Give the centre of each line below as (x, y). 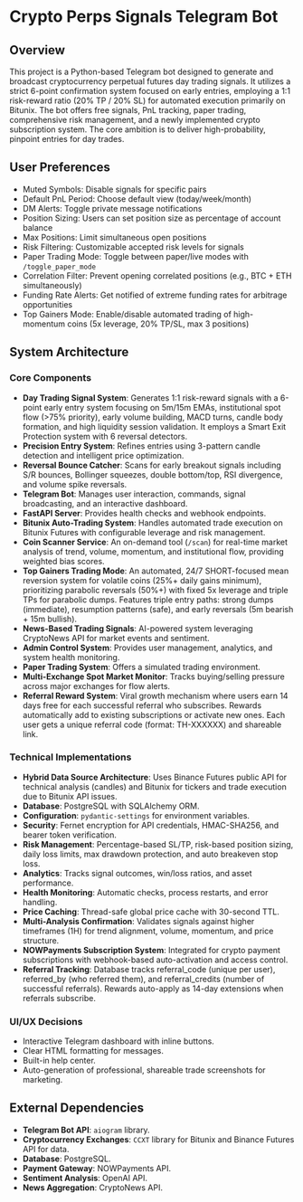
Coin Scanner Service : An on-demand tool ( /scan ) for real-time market (155, 542)
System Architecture (69, 352)
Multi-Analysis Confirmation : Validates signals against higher (138, 921)
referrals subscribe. (59, 998)
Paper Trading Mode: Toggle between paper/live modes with (135, 256)
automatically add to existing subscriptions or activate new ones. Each (154, 715)
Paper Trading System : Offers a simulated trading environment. (141, 667)
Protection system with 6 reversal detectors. (105, 436)
